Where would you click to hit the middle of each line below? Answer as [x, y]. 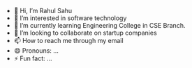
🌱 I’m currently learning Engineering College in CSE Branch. [99, 25]
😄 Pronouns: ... [36, 51]
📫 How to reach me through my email [68, 41]
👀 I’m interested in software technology [70, 18]
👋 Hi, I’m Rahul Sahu [43, 11]
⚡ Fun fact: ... [33, 58]
